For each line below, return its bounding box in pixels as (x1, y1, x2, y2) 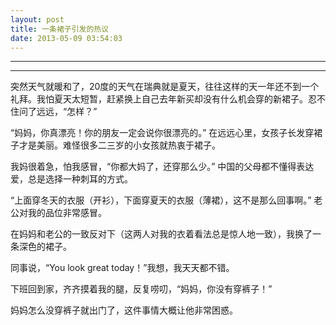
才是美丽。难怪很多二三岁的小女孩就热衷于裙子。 (18, 139, 221, 151)
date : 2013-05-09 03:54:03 (10, 33, 123, 43)
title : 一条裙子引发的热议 (10, 24, 110, 34)
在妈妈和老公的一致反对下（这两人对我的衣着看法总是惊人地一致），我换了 (10, 228, 313, 240)
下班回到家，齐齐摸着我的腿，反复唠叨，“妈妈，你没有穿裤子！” (10, 283, 273, 295)
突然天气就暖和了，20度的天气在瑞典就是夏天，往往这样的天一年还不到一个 (10, 81, 320, 93)
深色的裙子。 (18, 241, 72, 253)
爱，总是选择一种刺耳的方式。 (10, 173, 133, 185)
